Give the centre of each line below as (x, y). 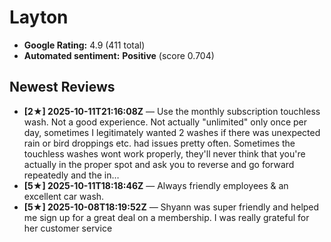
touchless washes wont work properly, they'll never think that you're (164, 153)
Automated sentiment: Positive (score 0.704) (119, 55)
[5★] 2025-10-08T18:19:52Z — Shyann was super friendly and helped (171, 207)
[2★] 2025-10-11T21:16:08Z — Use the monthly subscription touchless (172, 111)
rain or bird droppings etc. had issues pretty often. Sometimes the (159, 143)
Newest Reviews (62, 87)
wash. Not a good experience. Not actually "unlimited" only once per (165, 122)
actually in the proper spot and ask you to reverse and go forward (159, 164)
